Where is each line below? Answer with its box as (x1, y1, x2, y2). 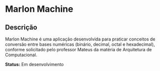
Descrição (5, 23, 37, 32)
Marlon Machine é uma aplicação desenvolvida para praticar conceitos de (5, 36, 156, 42)
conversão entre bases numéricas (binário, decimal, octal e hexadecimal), (5, 41, 155, 47)
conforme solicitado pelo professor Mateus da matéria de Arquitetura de (5, 47, 152, 52)
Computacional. (5, 52, 37, 58)
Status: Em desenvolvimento (5, 62, 64, 67)
